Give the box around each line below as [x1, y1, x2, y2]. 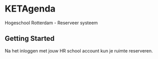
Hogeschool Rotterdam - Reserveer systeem [5, 20, 98, 26]
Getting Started [5, 34, 55, 43]
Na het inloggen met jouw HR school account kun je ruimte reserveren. [5, 47, 153, 53]
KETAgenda [5, 3, 56, 15]
